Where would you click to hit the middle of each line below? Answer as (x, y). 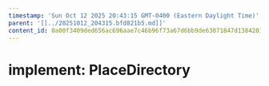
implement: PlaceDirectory (99, 70)
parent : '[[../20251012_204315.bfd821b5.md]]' (87, 23)
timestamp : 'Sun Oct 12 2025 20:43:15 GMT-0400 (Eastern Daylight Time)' (134, 16)
